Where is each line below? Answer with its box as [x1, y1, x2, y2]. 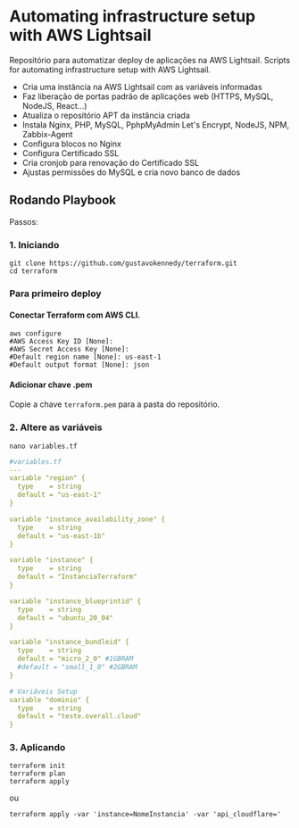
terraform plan [9, 769, 66, 778]
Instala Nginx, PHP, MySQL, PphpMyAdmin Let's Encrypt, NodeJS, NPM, [21, 119, 290, 130]
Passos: [9, 216, 38, 227]
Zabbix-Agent [21, 128, 73, 139]
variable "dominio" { [9, 695, 90, 704]
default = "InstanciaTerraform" [17, 573, 138, 582]
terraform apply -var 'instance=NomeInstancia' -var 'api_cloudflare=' [9, 810, 281, 819]
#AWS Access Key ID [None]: [9, 337, 114, 346]
